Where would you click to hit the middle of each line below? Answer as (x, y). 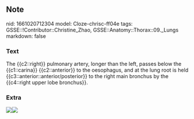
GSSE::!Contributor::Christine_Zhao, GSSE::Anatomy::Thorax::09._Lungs (92, 30)
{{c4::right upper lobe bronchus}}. (47, 83)
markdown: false (26, 36)
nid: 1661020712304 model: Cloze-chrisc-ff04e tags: (69, 23)
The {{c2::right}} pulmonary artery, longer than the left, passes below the (94, 64)
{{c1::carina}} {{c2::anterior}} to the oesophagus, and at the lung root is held (97, 70)
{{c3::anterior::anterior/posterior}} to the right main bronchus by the (87, 76)
